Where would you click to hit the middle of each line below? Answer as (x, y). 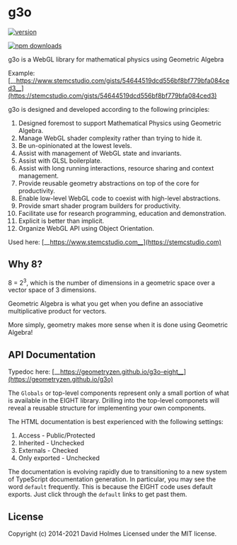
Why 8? (25, 264)
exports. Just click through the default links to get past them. (98, 494)
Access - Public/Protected (57, 435)
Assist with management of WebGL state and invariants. (100, 153)
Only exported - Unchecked (59, 458)
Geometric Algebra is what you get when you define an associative (106, 304)
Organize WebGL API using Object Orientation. (86, 228)
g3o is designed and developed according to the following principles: (109, 109)
